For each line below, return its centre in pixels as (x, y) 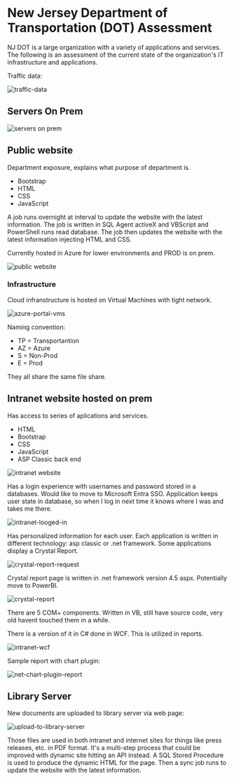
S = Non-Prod (37, 355)
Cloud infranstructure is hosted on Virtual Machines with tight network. (110, 300)
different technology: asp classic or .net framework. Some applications (109, 543)
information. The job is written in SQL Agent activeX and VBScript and (108, 224)
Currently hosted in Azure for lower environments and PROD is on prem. (111, 253)
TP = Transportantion (48, 340)
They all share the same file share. (57, 376)
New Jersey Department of (88, 13)
